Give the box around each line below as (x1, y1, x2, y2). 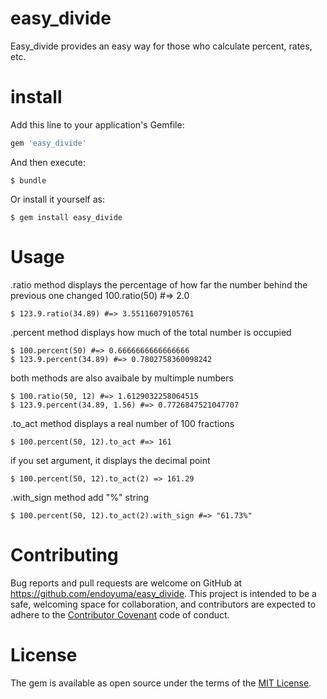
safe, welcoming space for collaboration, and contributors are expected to (10, 598, 317, 610)
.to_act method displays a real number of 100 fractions (10, 417, 235, 429)
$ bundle (10, 175, 47, 186)
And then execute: (10, 156, 86, 168)
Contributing (10, 543, 119, 566)
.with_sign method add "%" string (10, 491, 150, 503)
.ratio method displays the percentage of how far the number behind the (10, 278, 308, 291)
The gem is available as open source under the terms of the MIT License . (10, 677, 312, 689)
